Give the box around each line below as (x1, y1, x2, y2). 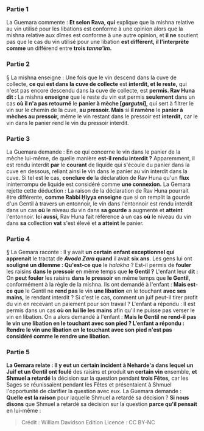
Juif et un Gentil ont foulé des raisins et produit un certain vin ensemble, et (6, 368, 197, 376)
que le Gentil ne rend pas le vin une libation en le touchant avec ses (13, 287, 186, 294)
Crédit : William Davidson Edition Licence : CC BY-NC (21, 419, 155, 426)
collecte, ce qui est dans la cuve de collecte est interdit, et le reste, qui (6, 80, 187, 87)
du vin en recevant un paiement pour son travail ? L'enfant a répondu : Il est (6, 301, 196, 308)
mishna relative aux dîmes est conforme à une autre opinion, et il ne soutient (6, 32, 199, 39)
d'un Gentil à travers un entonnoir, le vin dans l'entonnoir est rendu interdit (6, 200, 193, 207)
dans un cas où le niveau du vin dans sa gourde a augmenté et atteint (6, 206, 183, 213)
